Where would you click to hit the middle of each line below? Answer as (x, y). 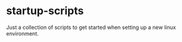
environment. (22, 33)
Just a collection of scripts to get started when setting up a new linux (91, 27)
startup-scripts (45, 11)
